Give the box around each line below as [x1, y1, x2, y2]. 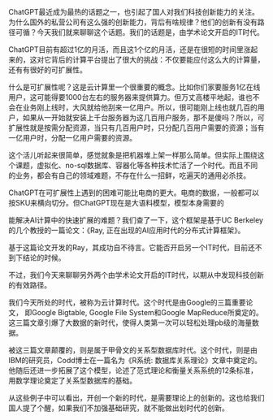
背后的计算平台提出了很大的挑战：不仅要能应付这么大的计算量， [50, 55, 265, 64]
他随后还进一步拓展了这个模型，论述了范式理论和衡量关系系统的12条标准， [8, 366, 258, 375]
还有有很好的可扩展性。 [8, 65, 87, 75]
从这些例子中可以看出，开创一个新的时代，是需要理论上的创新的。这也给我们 [8, 393, 265, 402]
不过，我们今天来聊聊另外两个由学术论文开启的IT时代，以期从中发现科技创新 [8, 271, 264, 279]
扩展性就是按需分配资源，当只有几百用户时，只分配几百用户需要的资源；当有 [8, 123, 265, 132]
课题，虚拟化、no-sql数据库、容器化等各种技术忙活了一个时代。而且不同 [15, 161, 258, 170]
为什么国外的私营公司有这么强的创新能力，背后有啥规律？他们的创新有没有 [8, 17, 258, 27]
